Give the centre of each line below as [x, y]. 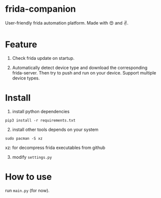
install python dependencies [41, 111]
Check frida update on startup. [43, 58]
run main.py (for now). [27, 190]
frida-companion [40, 9]
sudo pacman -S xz [24, 138]
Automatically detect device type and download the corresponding [80, 68]
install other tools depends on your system [55, 129]
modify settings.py [32, 157]
